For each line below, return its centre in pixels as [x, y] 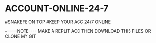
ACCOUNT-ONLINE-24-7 [57, 8]
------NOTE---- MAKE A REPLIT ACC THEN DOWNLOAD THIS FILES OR [78, 31]
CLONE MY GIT [21, 36]
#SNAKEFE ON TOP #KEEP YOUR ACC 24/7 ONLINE [58, 22]
